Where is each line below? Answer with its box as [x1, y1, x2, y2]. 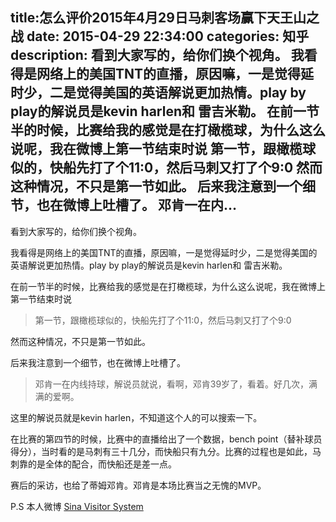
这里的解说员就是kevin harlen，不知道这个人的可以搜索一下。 [10, 411, 263, 423]
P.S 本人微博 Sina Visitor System [10, 500, 144, 512]
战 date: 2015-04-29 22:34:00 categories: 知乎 [10, 28, 310, 45]
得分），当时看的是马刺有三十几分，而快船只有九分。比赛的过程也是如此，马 [10, 445, 322, 457]
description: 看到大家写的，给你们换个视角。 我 [10, 47, 305, 64]
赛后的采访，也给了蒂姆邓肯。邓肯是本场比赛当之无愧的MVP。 [10, 479, 267, 491]
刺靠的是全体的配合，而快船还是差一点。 [10, 458, 177, 470]
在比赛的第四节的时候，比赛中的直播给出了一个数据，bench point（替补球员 [10, 433, 323, 445]
